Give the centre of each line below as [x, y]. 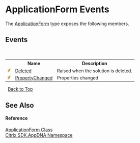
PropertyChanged [34, 77]
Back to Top [20, 89]
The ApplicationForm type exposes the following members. [67, 24]
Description [95, 64]
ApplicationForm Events [57, 9]
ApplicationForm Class [29, 130]
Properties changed [77, 77]
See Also [20, 105]
